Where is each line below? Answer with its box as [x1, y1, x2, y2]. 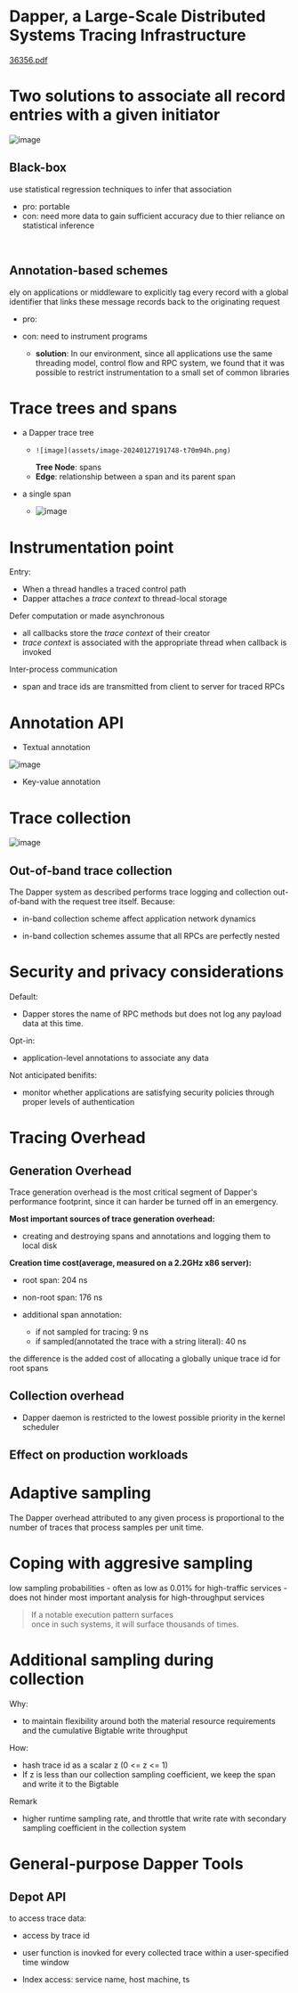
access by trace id [21, 1931, 91, 1941]
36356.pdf [9, 54, 48, 65]
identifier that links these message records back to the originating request [9, 296, 280, 306]
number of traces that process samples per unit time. [9, 1522, 205, 1533]
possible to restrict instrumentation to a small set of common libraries [35, 367, 290, 378]
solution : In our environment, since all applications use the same [35, 347, 273, 358]
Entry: [9, 567, 31, 577]
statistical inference [21, 220, 95, 231]
